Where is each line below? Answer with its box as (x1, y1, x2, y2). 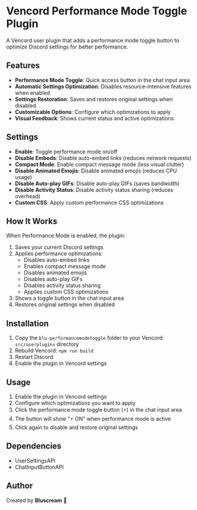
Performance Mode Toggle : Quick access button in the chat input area (14, 76, 190, 83)
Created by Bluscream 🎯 (6, 496, 67, 504)
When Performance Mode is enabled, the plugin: (6, 232, 125, 239)
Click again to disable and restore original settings (14, 424, 138, 431)
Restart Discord (14, 354, 54, 361)
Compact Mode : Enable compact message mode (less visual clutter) (14, 161, 184, 168)
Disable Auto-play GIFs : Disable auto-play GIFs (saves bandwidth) (14, 180, 180, 187)
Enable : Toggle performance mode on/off (14, 148, 118, 155)
